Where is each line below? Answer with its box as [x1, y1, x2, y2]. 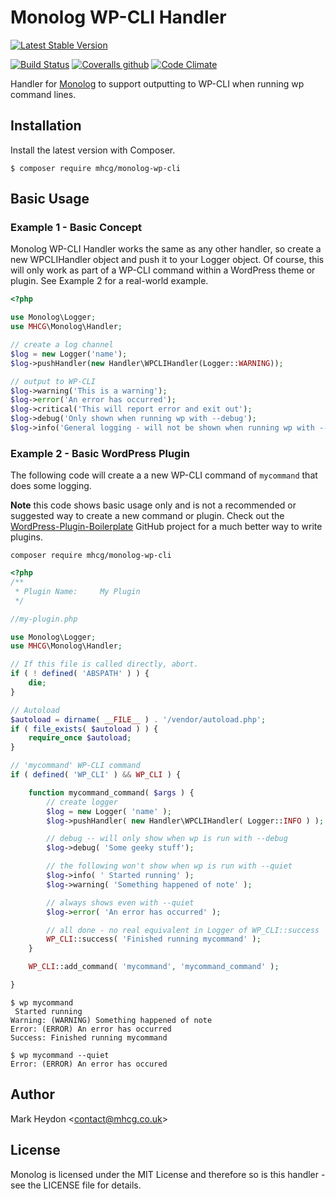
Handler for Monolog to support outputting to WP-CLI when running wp [10, 77, 305, 90]
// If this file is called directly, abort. [10, 659, 199, 670]
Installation [10, 117, 82, 135]
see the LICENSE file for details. [10, 1179, 142, 1191]
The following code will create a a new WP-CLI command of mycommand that [10, 469, 318, 481]
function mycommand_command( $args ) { [28, 787, 195, 798]
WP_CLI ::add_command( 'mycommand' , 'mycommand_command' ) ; [28, 962, 280, 972]
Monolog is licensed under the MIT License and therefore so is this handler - [10, 1168, 326, 1180]
